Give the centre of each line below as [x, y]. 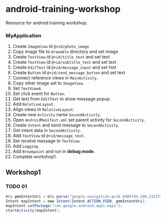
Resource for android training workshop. [47, 23]
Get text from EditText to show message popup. [62, 99]
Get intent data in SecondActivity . [47, 131]
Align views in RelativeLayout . [43, 109]
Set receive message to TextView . [47, 141]
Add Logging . [26, 146]
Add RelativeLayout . [33, 104]
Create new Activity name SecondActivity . [57, 115]
